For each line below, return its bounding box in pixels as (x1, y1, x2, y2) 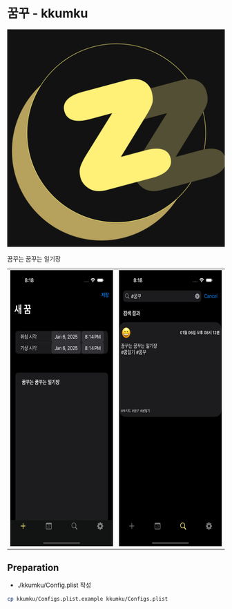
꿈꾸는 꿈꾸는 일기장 (7, 254, 61, 262)
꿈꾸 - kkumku (7, 6, 88, 21)
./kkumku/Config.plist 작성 (17, 581, 92, 589)
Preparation (7, 561, 59, 573)
